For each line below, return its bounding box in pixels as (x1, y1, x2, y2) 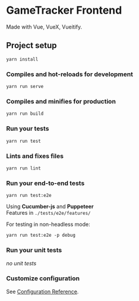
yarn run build (6, 111, 44, 117)
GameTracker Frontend (6, 4, 122, 17)
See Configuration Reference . (6, 288, 79, 295)
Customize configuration (6, 274, 80, 283)
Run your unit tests (6, 246, 62, 255)
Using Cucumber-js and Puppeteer (6, 203, 94, 210)
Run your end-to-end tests (6, 179, 85, 187)
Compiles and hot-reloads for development (6, 70, 134, 78)
